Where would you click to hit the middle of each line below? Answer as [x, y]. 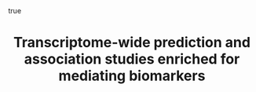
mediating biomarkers [132, 76]
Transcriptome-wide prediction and [132, 43]
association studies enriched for [132, 59]
